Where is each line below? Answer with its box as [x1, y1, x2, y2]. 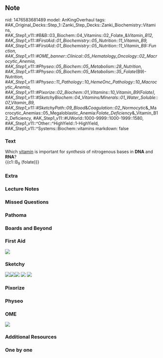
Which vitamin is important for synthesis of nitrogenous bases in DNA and [5, 149, 153, 155]
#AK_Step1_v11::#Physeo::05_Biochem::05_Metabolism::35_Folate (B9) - [5, 68, 147, 75]
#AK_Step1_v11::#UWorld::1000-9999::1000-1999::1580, [33, 115, 144, 121]
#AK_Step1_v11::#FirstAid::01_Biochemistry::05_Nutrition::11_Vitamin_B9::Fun [5, 42, 157, 48]
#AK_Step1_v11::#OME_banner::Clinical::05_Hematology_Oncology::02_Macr [5, 53, 158, 59]
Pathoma [5, 211, 27, 218]
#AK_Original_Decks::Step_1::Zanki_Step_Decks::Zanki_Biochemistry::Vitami [5, 22, 156, 28]
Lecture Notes [5, 185, 39, 192]
